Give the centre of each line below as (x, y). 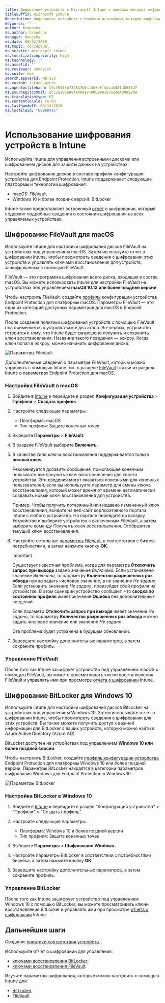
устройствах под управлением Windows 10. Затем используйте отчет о (80, 713)
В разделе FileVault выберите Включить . (55, 445)
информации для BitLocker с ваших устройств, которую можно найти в (80, 728)
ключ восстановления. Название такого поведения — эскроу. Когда (77, 338)
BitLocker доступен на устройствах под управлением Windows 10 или (79, 743)
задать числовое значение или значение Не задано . (67, 622)
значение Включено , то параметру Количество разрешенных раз (82, 575)
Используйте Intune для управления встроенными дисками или (72, 159)
